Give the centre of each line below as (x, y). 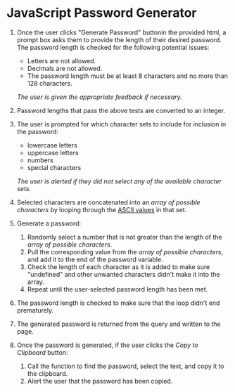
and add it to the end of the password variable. (95, 259)
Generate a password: (49, 223)
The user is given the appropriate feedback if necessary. (99, 97)
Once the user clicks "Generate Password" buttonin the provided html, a (121, 32)
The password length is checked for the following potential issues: (113, 47)
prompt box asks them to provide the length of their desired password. (119, 39)
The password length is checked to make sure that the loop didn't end (118, 303)
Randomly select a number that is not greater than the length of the (125, 237)
